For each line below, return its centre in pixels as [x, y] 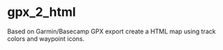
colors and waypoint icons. [46, 38]
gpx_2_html [42, 12]
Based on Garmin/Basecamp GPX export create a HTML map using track [111, 31]
